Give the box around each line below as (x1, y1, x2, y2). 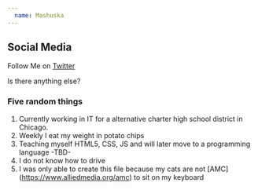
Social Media (7, 41, 72, 54)
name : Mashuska (14, 11, 64, 20)
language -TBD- (18, 147, 72, 157)
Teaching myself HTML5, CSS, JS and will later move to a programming (18, 139, 251, 148)
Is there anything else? (7, 76, 81, 86)
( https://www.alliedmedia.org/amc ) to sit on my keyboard (18, 172, 205, 181)
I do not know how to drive (18, 155, 105, 165)
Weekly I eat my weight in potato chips (18, 130, 145, 140)
